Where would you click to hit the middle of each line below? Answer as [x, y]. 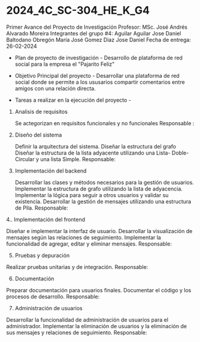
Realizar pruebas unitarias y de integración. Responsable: [77, 267]
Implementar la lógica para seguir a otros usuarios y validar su [92, 195]
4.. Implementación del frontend [46, 219]
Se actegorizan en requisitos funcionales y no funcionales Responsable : [104, 123]
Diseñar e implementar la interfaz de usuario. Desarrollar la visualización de [99, 231]
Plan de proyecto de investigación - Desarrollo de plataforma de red [99, 57]
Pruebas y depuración [42, 255]
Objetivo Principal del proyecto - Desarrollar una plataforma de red [97, 75]
